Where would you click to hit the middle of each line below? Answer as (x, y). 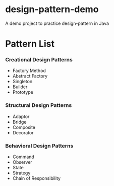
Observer (22, 162)
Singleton (22, 82)
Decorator (23, 132)
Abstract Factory (30, 76)
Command (23, 157)
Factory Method (29, 71)
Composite (24, 127)
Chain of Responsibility (37, 178)
